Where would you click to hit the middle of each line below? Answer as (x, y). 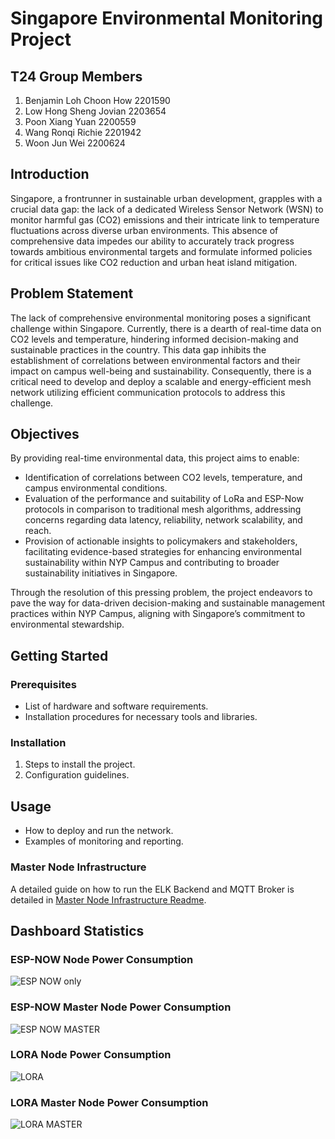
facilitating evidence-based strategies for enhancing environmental (163, 552)
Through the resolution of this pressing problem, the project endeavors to (161, 593)
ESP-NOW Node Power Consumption (102, 959)
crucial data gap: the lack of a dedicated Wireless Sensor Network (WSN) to (167, 209)
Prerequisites (43, 684)
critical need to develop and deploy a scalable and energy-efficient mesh (161, 381)
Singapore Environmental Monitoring (167, 18)
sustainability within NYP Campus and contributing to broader (152, 563)
